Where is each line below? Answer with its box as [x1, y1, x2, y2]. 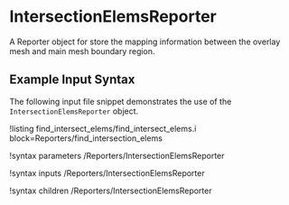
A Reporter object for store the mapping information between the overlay [9, 36, 281, 47]
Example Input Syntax [9, 72, 135, 88]
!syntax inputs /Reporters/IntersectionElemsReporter [9, 167, 205, 178]
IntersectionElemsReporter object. [9, 106, 139, 116]
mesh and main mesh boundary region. [9, 45, 155, 56]
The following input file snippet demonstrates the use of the [9, 96, 232, 107]
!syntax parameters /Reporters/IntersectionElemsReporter [9, 150, 225, 161]
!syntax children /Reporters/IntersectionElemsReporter [9, 185, 212, 196]
